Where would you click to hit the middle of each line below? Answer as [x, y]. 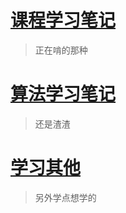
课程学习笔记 [63, 20]
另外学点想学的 [65, 197]
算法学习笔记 [63, 94]
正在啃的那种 [61, 50]
